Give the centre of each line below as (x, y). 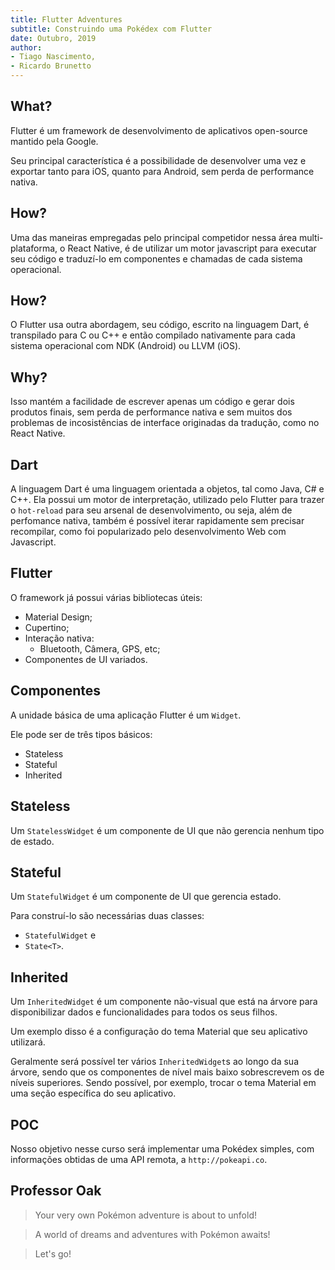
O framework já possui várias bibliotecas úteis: (106, 597)
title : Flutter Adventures (66, 19)
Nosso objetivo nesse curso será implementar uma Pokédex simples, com (162, 1148)
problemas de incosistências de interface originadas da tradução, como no (165, 423)
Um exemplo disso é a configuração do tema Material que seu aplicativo (159, 1032)
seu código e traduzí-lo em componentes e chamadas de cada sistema (156, 258)
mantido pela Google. (54, 141)
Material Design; (58, 617)
